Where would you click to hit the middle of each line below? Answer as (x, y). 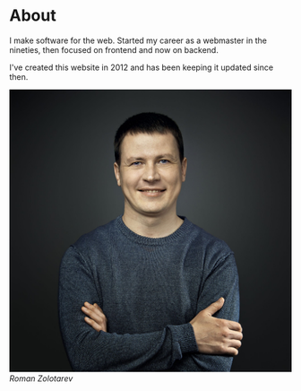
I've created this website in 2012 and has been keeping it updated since (142, 67)
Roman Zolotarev (41, 378)
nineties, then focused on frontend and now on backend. (114, 49)
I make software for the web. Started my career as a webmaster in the (138, 40)
